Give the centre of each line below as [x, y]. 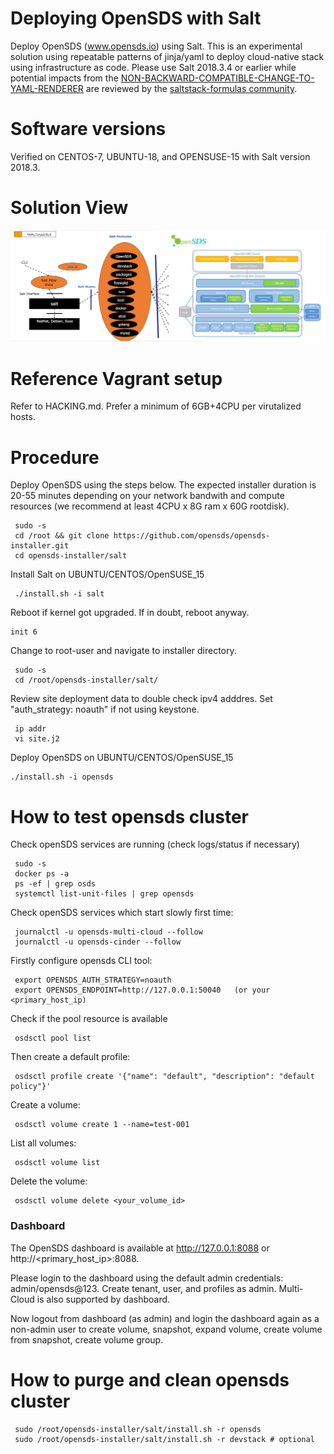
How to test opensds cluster [129, 816]
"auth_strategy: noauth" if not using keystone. [105, 709]
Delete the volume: [49, 1181]
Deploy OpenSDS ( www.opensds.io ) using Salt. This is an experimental [156, 46]
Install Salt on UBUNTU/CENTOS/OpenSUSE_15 [107, 574]
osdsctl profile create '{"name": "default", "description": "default [164, 1077]
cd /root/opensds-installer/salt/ [86, 680]
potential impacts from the [64, 78]
